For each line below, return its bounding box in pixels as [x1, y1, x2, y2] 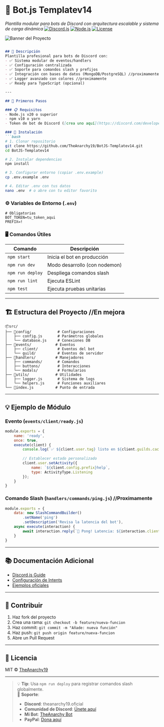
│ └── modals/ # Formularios [5, 368, 86, 373]
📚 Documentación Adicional [5, 556, 94, 565]
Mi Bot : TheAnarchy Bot [24, 711, 73, 717]
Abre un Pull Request [12, 635, 55, 641]
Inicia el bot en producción [47, 254, 108, 261]
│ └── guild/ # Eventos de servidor [5, 351, 104, 356]
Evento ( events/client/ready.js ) [5, 418, 83, 425]
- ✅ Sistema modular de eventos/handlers [5, 58, 92, 63]
